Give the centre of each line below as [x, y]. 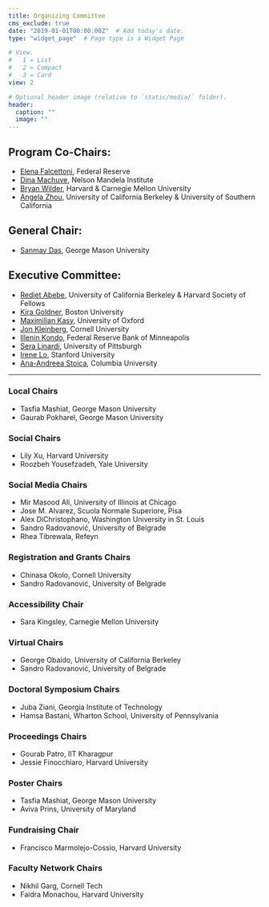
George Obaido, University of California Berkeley [100, 660]
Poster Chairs [35, 782]
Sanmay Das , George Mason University [84, 250]
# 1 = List [30, 60]
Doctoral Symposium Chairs [64, 689]
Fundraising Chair [44, 830]
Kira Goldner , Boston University [72, 312]
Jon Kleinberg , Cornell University [74, 329]
